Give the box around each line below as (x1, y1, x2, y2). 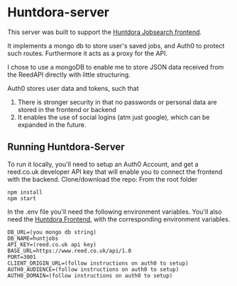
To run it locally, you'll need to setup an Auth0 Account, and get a (7, 160, 199, 168)
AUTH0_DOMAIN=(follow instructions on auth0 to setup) (7, 272, 173, 279)
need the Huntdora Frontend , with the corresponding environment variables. (7, 214, 231, 224)
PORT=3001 (7, 253, 37, 260)
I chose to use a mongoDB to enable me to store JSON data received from (7, 62, 224, 71)
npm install (7, 189, 43, 196)
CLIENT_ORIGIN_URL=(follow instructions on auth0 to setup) (7, 260, 189, 267)
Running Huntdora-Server (7, 141, 126, 153)
